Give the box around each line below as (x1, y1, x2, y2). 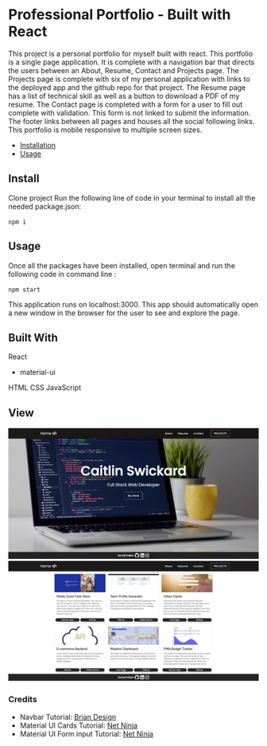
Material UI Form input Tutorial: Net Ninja (19, 728, 153, 738)
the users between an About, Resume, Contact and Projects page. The (8, 65, 240, 75)
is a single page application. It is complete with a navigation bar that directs (8, 57, 255, 67)
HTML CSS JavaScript (8, 383, 82, 393)
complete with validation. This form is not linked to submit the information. (8, 107, 251, 117)
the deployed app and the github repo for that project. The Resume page (8, 82, 246, 92)
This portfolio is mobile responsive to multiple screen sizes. (8, 125, 203, 135)
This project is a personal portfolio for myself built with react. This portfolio (8, 49, 253, 58)
